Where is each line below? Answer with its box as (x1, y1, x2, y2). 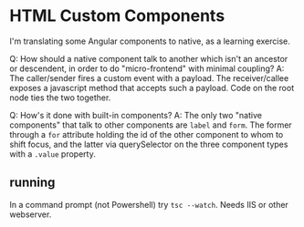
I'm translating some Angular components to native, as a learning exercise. (9, 36, 290, 46)
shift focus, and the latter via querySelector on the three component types (9, 139, 288, 150)
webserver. (9, 209, 52, 220)
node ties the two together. (9, 92, 111, 103)
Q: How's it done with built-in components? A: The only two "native (9, 109, 263, 120)
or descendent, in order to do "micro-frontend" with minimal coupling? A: (9, 63, 285, 74)
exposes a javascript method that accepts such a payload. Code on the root (9, 82, 295, 93)
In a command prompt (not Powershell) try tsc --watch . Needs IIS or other (9, 199, 289, 210)
